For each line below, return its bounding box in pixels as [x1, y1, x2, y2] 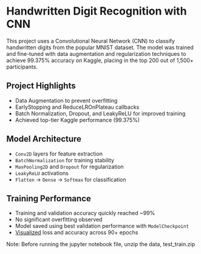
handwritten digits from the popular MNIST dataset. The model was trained [6, 44, 194, 51]
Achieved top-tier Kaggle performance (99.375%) [15, 116, 140, 123]
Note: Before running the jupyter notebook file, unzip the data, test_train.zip [6, 241, 196, 248]
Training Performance [6, 193, 91, 204]
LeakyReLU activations [15, 169, 69, 177]
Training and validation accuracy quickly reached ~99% [15, 210, 155, 217]
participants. [6, 63, 38, 70]
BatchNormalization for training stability [15, 156, 114, 163]
